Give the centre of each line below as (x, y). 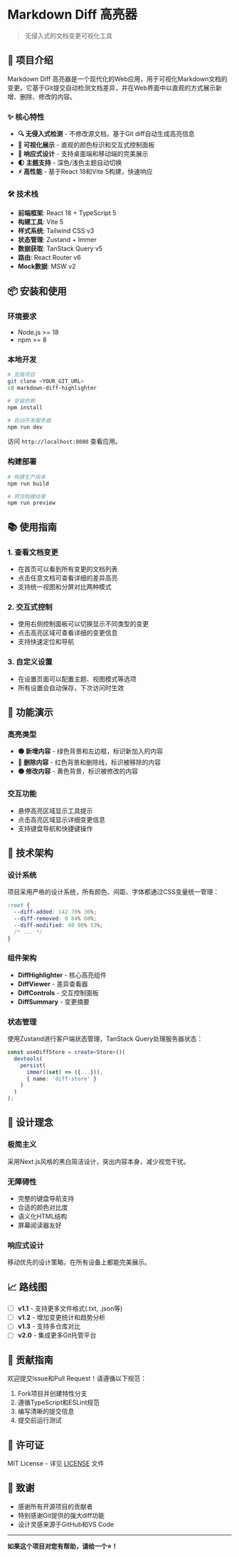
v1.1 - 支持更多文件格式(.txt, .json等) (70, 1308)
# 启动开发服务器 (29, 420)
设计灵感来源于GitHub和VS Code (66, 1524)
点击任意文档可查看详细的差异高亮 (68, 578)
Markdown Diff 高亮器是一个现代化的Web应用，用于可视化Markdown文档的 (117, 78)
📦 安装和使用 (37, 291)
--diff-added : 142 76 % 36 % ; (55, 912)
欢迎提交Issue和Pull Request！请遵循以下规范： (77, 1378)
